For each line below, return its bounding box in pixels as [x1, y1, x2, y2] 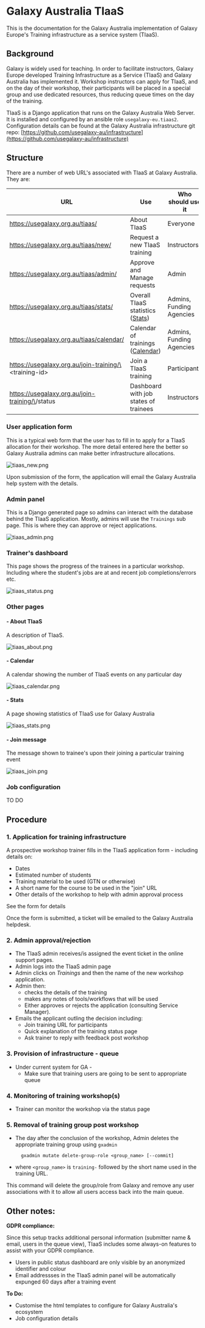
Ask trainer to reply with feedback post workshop [24, 1034, 149, 1041]
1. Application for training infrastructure [6, 833, 127, 841]
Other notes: [6, 1206, 56, 1216]
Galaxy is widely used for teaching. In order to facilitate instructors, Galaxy [6, 65, 194, 72]
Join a [130, 356, 148, 365]
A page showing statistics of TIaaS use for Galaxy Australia [6, 709, 155, 717]
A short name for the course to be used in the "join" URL [15, 885, 157, 892]
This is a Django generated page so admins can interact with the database [6, 509, 193, 516]
